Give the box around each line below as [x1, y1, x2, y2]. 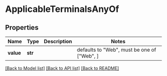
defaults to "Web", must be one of [77, 46, 157, 53]
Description [44, 38, 72, 45]
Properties [5, 23, 39, 32]
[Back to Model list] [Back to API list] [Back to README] [5, 66, 119, 71]
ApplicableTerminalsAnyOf [5, 3, 119, 15]
